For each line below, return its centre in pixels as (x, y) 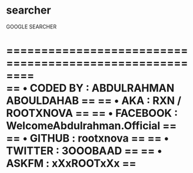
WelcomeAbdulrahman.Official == (91, 126)
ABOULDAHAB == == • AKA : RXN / (94, 101)
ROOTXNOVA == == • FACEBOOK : (92, 113)
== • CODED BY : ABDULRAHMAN (90, 88)
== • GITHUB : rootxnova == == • (88, 138)
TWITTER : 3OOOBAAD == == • (84, 151)
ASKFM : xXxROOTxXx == (71, 164)
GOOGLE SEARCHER (31, 27)
